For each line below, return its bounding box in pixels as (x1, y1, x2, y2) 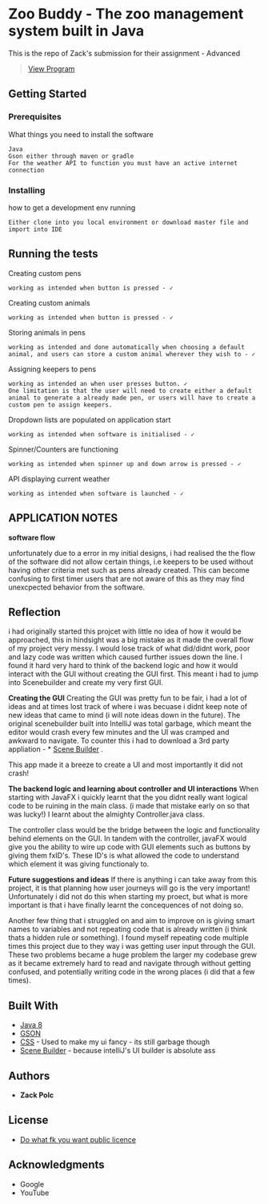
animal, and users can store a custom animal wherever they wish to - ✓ (8, 350, 256, 358)
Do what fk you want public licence (19, 1134, 136, 1144)
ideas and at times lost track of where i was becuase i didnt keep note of (8, 702, 248, 711)
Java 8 (19, 1020, 42, 1030)
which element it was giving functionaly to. (8, 859, 150, 869)
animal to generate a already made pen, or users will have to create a (8, 394, 256, 402)
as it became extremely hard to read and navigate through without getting (8, 959, 251, 968)
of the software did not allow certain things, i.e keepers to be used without (8, 557, 254, 566)
